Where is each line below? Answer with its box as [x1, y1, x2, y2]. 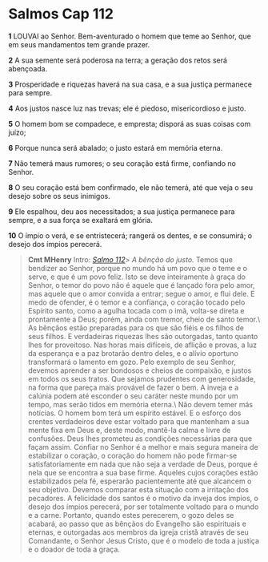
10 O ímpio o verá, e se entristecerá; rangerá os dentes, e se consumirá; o [8, 230, 253, 241]
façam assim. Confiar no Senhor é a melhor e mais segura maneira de [27, 442, 258, 451]
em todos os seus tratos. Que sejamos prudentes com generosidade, [27, 374, 256, 383]
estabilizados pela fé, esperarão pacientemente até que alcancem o [27, 476, 252, 486]
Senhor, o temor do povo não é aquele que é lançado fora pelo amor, [27, 280, 255, 289]
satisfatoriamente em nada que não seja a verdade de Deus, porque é [27, 459, 258, 469]
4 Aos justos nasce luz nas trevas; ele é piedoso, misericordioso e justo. [8, 103, 246, 113]
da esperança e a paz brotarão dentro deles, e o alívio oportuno [27, 348, 238, 358]
